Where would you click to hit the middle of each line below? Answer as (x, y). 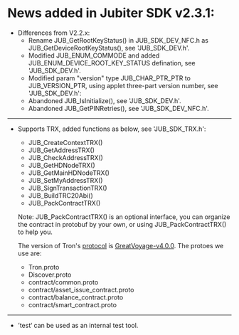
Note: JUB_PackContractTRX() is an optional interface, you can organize (124, 217)
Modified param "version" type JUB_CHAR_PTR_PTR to (109, 78)
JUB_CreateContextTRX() (65, 142)
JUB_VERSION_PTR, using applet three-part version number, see (123, 85)
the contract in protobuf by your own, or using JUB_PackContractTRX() (122, 224)
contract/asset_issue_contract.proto (81, 289)
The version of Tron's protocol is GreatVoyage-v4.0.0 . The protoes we (121, 245)
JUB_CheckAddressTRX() (65, 157)
